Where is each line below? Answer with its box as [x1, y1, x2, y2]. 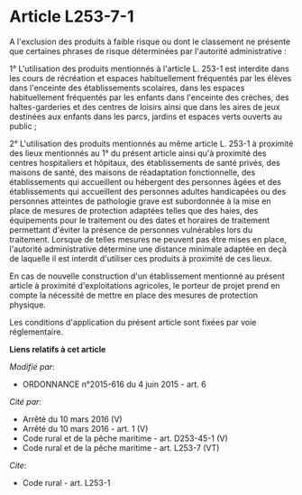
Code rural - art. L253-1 [22, 477, 111, 488]
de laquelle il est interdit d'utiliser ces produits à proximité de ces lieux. [9, 252, 273, 263]
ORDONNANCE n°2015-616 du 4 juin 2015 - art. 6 [22, 379, 206, 390]
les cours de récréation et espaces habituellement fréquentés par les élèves [9, 72, 292, 83]
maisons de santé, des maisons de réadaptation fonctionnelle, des [9, 167, 256, 178]
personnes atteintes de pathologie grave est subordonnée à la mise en [9, 196, 272, 206]
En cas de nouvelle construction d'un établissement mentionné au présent [9, 270, 286, 281]
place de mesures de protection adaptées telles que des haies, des [9, 205, 259, 215]
